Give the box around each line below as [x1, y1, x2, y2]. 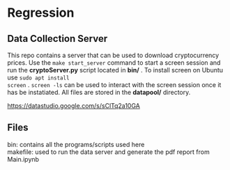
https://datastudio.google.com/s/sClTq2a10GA [7, 102, 141, 109]
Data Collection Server [7, 33, 108, 45]
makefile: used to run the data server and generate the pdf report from [7, 148, 210, 156]
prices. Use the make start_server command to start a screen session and [7, 59, 221, 67]
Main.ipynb [7, 155, 40, 163]
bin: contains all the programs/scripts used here [7, 140, 145, 148]
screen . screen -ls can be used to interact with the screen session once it [7, 81, 222, 88]
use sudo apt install [7, 73, 70, 82]
